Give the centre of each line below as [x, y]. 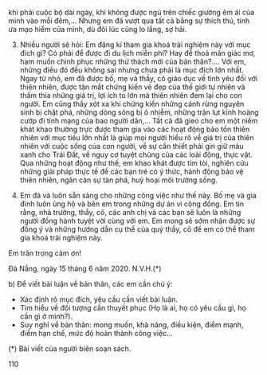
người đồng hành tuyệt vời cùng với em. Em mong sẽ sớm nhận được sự [137, 221]
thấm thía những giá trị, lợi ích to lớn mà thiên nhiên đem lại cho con [131, 95]
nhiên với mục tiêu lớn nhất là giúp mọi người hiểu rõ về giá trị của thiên [137, 138]
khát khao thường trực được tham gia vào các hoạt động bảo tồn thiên [135, 129]
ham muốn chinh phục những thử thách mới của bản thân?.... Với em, [133, 61]
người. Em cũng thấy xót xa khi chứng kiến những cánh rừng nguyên [132, 104]
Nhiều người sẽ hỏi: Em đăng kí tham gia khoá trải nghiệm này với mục [135, 45]
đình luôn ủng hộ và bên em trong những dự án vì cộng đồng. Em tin [132, 204]
